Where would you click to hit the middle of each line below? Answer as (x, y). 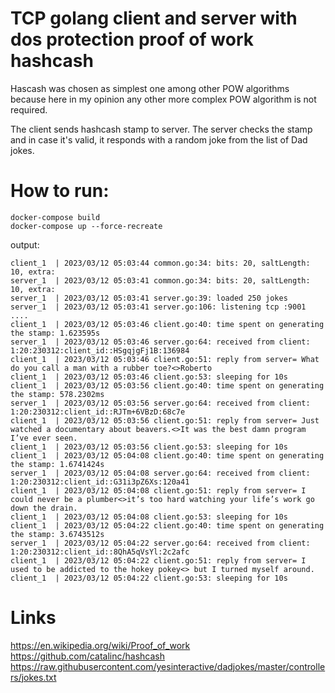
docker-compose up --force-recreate (86, 226)
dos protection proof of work (132, 39)
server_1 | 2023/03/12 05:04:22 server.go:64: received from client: (160, 543)
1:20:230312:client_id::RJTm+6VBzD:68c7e (98, 412)
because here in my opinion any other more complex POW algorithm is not (163, 99)
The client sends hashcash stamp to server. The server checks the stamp (161, 129)
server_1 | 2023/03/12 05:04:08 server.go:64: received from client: (160, 473)
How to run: (60, 191)
